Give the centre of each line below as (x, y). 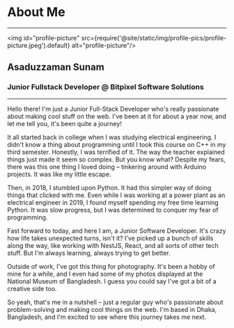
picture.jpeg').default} (39, 45)
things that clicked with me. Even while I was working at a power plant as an (116, 195)
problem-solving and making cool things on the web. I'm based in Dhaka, (112, 309)
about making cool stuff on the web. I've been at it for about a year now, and (117, 116)
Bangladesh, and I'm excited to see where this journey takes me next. (107, 317)
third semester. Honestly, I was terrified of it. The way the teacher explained (116, 152)
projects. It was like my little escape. (59, 174)
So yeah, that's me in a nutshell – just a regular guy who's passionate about (115, 302)
